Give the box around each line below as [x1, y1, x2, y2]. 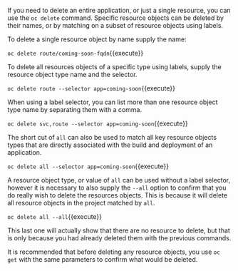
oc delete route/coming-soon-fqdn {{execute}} [7, 49, 144, 57]
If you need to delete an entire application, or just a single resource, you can [7, 6, 231, 14]
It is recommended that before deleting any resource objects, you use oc [7, 247, 221, 256]
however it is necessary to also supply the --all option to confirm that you [7, 183, 227, 192]
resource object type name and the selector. [7, 71, 138, 78]
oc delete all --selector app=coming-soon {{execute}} [7, 162, 170, 170]
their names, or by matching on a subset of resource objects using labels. [7, 21, 223, 29]
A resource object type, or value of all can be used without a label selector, [7, 176, 231, 184]
